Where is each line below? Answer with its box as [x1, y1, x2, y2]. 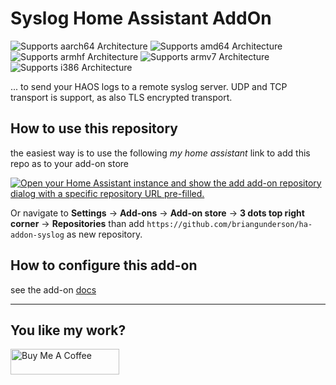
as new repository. [66, 228, 143, 240]
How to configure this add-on [10, 257, 198, 274]
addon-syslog [10, 230, 65, 240]
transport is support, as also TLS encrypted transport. [10, 91, 233, 103]
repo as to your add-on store [10, 157, 130, 169]
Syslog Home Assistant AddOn [10, 7, 272, 30]
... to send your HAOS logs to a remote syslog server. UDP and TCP [10, 80, 288, 92]
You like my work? [10, 322, 127, 339]
